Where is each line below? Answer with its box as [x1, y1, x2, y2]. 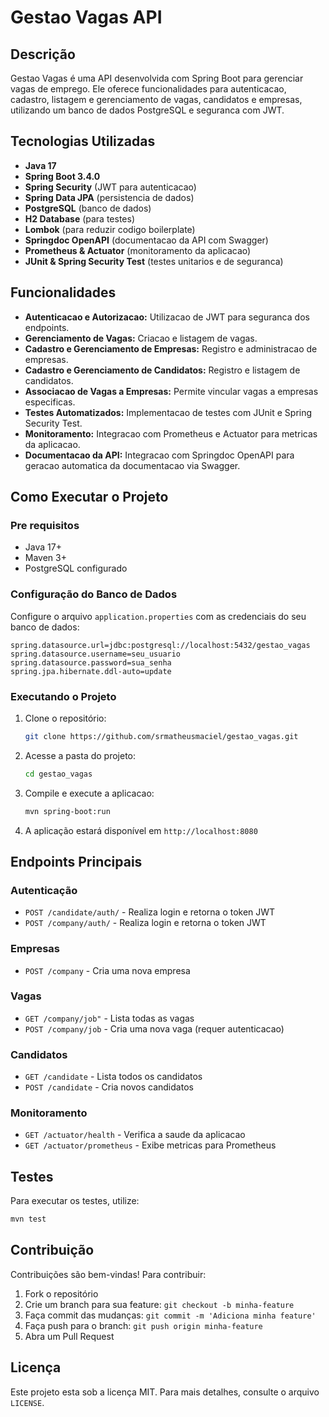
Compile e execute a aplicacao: [24, 787, 155, 799]
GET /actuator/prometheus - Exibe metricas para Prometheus [24, 1139, 277, 1151]
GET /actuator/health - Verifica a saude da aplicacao [24, 1129, 246, 1141]
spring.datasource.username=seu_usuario [10, 649, 182, 659]
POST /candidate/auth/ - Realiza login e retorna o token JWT [24, 906, 276, 918]
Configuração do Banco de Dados [10, 587, 178, 601]
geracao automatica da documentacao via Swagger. [24, 459, 241, 471]
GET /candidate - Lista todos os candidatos [24, 1071, 203, 1083]
